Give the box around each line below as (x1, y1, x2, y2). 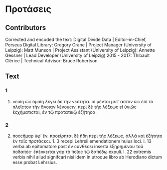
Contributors (5, 23, 46, 32)
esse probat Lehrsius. (12, 159, 57, 165)
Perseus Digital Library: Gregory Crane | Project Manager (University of (5, 42, 152, 48)
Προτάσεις (5, 3, 51, 15)
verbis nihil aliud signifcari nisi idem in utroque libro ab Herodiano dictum (12, 154, 163, 160)
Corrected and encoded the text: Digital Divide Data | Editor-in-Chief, (5, 36, 147, 42)
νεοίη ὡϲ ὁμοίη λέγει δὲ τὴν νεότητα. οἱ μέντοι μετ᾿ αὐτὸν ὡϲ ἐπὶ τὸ (12, 98, 154, 104)
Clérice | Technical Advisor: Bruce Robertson (5, 58, 98, 63)
